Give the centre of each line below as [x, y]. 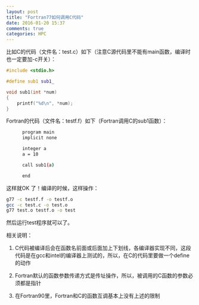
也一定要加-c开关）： [31, 59]
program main [38, 132]
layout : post [22, 12]
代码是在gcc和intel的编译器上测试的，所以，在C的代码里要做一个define [102, 255]
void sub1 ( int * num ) [32, 92]
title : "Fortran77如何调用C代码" [45, 17]
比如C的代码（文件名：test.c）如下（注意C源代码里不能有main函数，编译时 [98, 52]
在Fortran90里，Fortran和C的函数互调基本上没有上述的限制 [87, 296]
